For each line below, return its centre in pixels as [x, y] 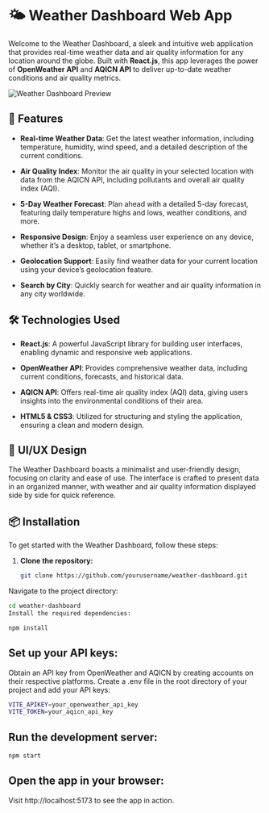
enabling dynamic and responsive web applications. [106, 352]
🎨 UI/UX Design [48, 450]
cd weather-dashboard [45, 606]
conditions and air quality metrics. [65, 78]
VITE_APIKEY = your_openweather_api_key [73, 704]
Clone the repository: [56, 561]
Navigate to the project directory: [63, 591]
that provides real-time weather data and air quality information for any [126, 52]
